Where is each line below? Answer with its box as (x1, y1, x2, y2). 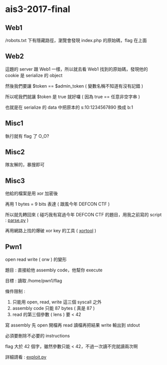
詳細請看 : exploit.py (5, 354, 46, 360)
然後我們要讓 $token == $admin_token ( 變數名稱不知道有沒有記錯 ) (5, 83, 144, 89)
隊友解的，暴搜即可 (5, 162, 45, 168)
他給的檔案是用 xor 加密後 (5, 190, 58, 196)
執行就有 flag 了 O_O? (5, 133, 49, 139)
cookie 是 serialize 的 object (5, 72, 63, 78)
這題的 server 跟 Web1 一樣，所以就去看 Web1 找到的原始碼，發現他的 (5, 66, 148, 72)
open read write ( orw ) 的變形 (5, 256, 67, 262)
